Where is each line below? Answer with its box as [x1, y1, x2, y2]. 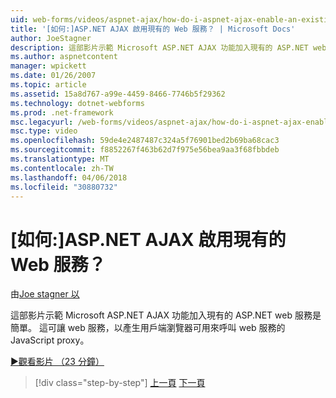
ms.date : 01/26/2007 [10, 71, 97, 81]
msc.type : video [10, 126, 78, 136]
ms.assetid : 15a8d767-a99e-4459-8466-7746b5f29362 [10, 89, 226, 99]
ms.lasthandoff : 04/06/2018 [10, 172, 128, 183]
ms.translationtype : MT [10, 154, 110, 164]
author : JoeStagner [10, 33, 92, 43]
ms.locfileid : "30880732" [10, 182, 118, 192]
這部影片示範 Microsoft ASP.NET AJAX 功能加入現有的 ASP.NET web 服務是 [10, 309, 322, 321]
